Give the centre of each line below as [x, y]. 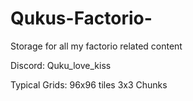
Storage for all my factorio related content [96, 46]
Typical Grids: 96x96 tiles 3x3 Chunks [89, 84]
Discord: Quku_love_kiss [61, 65]
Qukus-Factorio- [81, 18]
